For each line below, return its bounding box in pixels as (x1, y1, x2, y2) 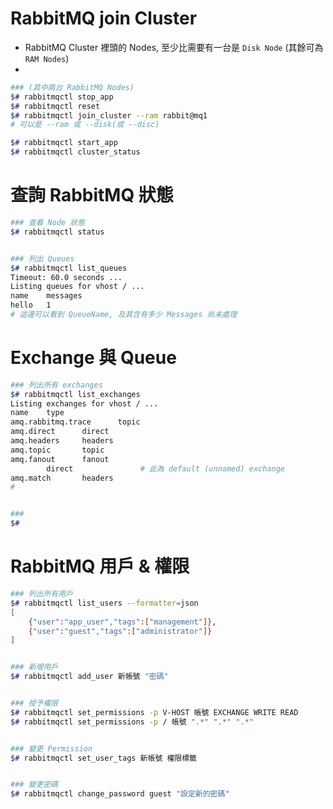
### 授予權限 (10, 698, 59, 708)
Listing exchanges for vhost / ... (10, 398, 159, 409)
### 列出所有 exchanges (10, 380, 103, 390)
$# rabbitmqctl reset (10, 101, 101, 111)
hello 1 (10, 300, 52, 311)
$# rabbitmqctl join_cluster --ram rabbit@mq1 (10, 110, 208, 121)
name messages (10, 291, 83, 301)
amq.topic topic (10, 445, 105, 455)
